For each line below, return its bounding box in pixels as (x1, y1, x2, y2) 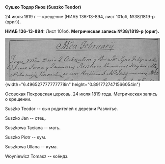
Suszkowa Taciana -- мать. (5, 125, 61, 131)
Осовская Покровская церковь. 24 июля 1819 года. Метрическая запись (5, 91, 158, 97)
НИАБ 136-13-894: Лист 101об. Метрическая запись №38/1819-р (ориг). (5, 28, 160, 34)
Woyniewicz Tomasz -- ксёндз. (5, 153, 69, 159)
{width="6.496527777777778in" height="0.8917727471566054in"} (5, 82, 141, 87)
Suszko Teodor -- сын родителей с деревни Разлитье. (5, 106, 118, 112)
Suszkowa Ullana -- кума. (5, 144, 58, 150)
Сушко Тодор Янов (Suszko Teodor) (5, 4, 82, 10)
